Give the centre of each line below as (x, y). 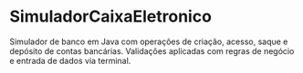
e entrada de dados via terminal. (70, 60)
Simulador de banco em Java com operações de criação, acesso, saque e (149, 41)
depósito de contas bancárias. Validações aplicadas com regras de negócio (152, 50)
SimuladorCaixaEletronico (111, 17)
